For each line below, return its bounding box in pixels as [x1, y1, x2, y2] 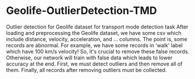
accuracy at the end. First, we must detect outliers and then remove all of [6, 60, 183, 67]
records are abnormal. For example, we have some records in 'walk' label [6, 42, 183, 49]
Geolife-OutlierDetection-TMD [6, 4, 157, 17]
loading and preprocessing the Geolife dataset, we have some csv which [6, 29, 182, 36]
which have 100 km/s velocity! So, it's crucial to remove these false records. [6, 48, 190, 55]
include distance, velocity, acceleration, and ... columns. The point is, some [6, 35, 187, 42]
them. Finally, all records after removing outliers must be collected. [6, 66, 167, 73]
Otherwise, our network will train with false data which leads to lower [6, 54, 173, 61]
